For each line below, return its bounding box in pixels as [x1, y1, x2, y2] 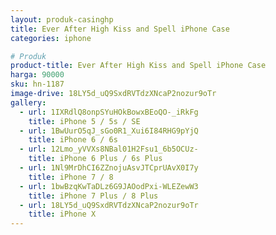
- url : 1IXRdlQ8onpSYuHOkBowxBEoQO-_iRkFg [19, 107, 199, 117]
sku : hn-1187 [10, 79, 65, 90]
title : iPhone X [28, 209, 97, 220]
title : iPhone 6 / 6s [28, 135, 118, 145]
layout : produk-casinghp [10, 14, 114, 25]
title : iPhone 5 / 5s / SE [28, 116, 141, 126]
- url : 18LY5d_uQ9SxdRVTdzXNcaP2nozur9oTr [19, 200, 199, 210]
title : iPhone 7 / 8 [28, 172, 114, 182]
